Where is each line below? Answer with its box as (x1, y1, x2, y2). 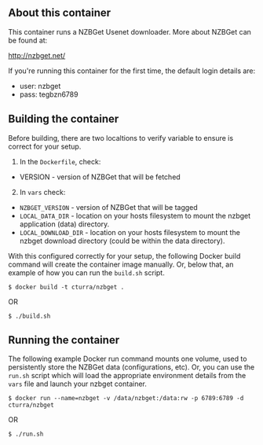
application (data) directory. (19, 219, 110, 229)
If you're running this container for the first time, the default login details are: (8, 66, 256, 75)
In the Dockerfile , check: (19, 156, 101, 166)
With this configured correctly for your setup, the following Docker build (8, 251, 241, 260)
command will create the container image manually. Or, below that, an (8, 259, 234, 269)
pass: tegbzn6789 (19, 90, 79, 99)
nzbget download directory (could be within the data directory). (19, 236, 225, 245)
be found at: (8, 35, 48, 45)
